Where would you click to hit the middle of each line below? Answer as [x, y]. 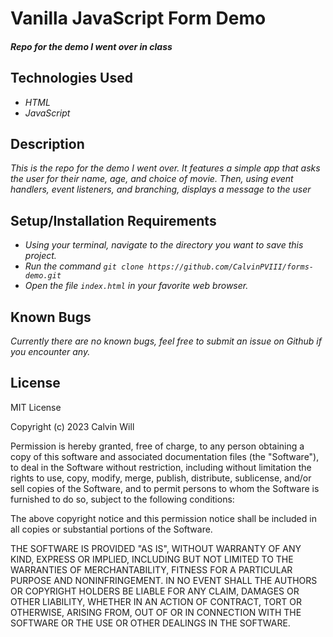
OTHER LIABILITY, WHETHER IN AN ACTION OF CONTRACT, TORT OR [156, 601]
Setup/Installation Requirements [113, 220]
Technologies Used [71, 78]
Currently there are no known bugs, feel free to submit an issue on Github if [166, 341]
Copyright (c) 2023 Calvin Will [72, 426]
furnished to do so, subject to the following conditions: [122, 499]
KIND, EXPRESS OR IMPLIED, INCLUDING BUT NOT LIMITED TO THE [152, 559]
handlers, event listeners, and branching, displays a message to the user [161, 189]
